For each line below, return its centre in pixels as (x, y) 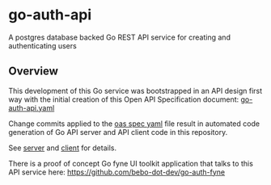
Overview (34, 71)
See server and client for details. (63, 148)
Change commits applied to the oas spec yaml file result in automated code (134, 124)
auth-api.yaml (32, 107)
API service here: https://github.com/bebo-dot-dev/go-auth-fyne (117, 172)
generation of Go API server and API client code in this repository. (118, 132)
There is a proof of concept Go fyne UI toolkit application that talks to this (131, 163)
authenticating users (42, 45)
